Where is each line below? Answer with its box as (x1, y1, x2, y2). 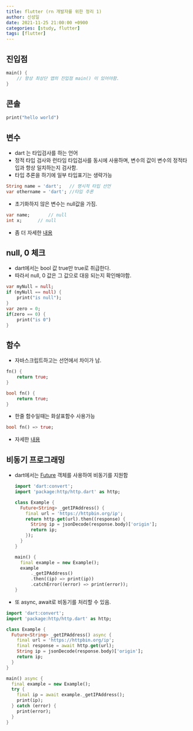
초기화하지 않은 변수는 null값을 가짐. (14, 200, 98, 207)
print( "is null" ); (16, 295, 62, 301)
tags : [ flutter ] (6, 31, 46, 37)
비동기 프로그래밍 (6, 455, 65, 465)
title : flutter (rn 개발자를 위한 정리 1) (6, 8, 102, 15)
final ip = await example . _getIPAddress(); (16, 692, 125, 698)
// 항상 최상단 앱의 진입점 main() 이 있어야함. (16, 75, 119, 81)
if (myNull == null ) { (6, 289, 62, 295)
